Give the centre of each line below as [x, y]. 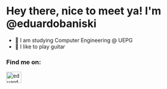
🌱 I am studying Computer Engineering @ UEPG [74, 40]
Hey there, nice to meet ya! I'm [84, 11]
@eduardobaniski [51, 24]
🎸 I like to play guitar [40, 47]
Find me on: [24, 62]
